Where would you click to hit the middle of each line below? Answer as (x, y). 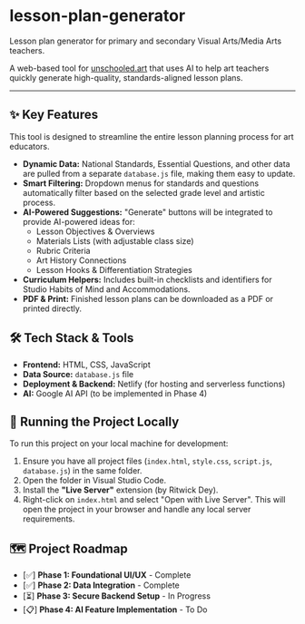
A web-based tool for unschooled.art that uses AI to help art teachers (139, 68)
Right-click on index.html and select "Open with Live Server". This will (154, 500)
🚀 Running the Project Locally (94, 421)
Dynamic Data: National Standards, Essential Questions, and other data (156, 163)
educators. (30, 146)
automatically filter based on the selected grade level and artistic (143, 192)
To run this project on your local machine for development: (119, 444)
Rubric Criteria (63, 250)
